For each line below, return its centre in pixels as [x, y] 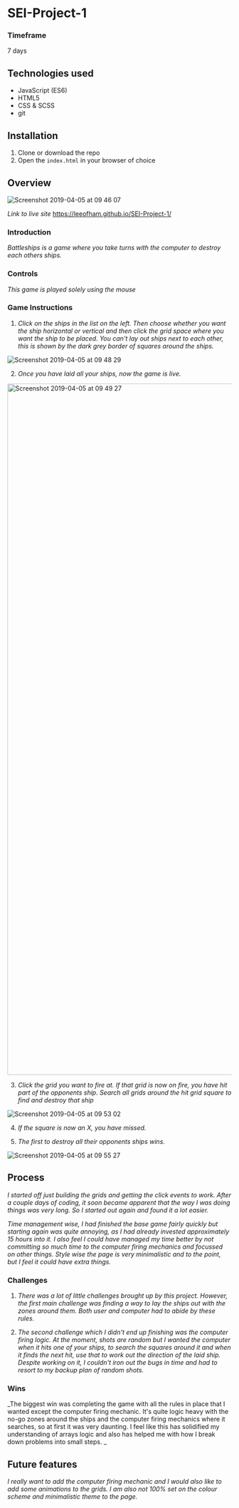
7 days [17, 51]
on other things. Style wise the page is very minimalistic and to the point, [114, 1254]
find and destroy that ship [55, 1100]
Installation [33, 136]
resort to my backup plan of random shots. [81, 1370]
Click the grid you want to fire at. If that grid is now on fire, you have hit [122, 1085]
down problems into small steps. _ [57, 1442]
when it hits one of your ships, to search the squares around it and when [124, 1347]
